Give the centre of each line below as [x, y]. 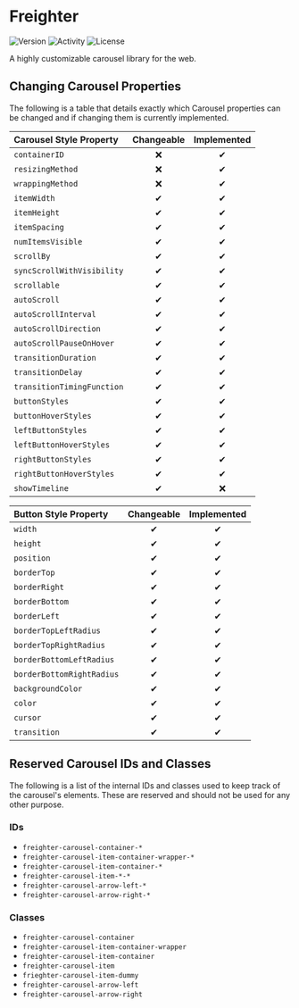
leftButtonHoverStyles [62, 445]
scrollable [37, 285]
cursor [28, 717]
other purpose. [37, 804]
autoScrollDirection [57, 329]
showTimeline [42, 488]
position [32, 558]
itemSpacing [39, 227]
